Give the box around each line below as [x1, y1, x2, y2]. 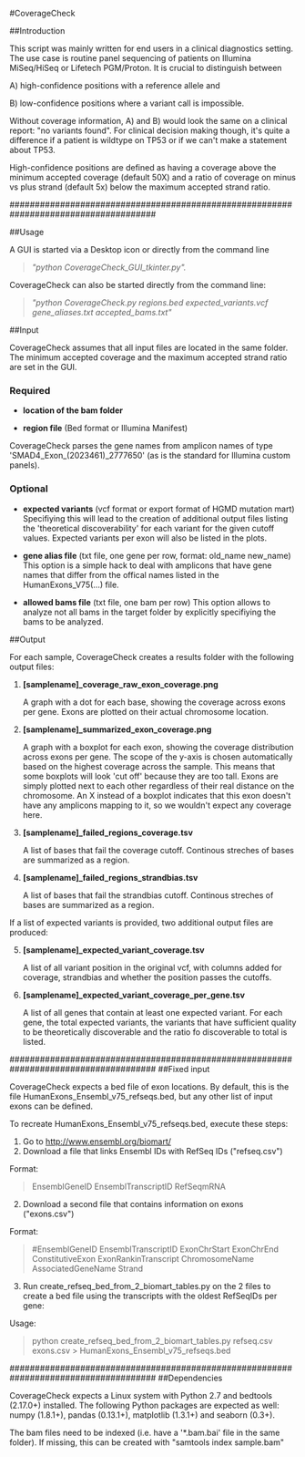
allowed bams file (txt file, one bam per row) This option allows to [22, 596, 271, 607]
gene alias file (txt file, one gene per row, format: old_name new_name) [22, 550, 291, 561]
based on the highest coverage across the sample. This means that [22, 760, 276, 771]
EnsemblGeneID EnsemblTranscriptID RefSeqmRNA [31, 1181, 226, 1192]
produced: [9, 926, 48, 937]
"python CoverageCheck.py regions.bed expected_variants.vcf [31, 297, 269, 308]
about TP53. [9, 145, 56, 155]
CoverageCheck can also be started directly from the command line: [9, 280, 267, 290]
